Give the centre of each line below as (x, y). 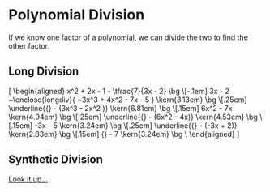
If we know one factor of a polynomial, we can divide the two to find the (129, 37)
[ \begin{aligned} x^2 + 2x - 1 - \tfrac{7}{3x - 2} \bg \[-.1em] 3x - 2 (119, 91)
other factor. (29, 45)
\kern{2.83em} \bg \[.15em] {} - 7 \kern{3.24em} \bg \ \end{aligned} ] (124, 134)
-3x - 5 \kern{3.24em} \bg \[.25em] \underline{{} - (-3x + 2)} (136, 125)
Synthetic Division (56, 160)
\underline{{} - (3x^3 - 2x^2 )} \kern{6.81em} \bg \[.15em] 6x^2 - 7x (120, 108)
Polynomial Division (77, 15)
